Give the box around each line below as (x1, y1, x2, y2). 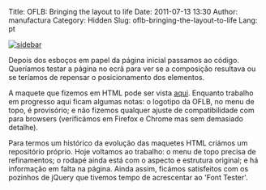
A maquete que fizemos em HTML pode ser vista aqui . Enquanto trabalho (8, 88, 254, 98)
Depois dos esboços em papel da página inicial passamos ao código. (8, 56, 239, 65)
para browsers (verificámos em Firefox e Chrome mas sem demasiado (8, 114, 243, 124)
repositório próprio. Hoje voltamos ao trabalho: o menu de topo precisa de (8, 147, 257, 156)
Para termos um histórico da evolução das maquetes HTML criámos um (8, 138, 248, 148)
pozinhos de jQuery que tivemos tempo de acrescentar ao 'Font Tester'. (8, 173, 249, 182)
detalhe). (8, 123, 39, 132)
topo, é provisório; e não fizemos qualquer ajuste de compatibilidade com (8, 105, 255, 115)
